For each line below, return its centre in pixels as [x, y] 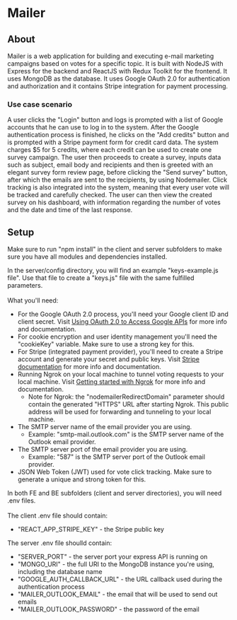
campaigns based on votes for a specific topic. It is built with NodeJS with [116, 64]
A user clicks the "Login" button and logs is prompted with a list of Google [115, 120]
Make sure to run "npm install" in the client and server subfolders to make [115, 250]
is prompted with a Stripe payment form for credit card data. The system [113, 142]
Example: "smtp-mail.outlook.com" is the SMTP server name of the [126, 434]
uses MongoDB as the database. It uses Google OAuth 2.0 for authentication [119, 78]
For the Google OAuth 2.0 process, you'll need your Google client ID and [123, 314]
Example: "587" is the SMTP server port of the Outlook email [116, 457]
